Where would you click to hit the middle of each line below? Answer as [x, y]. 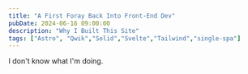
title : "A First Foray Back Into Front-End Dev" [92, 16]
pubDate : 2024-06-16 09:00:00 [60, 23]
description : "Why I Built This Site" [74, 31]
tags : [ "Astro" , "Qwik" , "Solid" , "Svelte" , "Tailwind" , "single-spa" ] [125, 38]
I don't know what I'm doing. [56, 61]
